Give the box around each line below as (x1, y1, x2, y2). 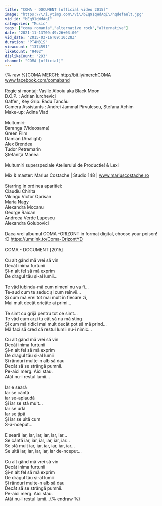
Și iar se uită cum (5, 416, 41, 422)
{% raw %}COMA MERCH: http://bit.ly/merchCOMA (5, 72, 111, 78)
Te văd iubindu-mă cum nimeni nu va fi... (5, 284, 89, 290)
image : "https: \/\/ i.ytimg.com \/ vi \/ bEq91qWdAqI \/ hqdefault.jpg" (5, 12, 144, 17)
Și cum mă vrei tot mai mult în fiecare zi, (5, 295, 88, 301)
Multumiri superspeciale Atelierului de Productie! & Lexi (5, 162, 119, 168)
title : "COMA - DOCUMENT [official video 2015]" (5, 7, 108, 12)
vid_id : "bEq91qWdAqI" (5, 16, 52, 21)
